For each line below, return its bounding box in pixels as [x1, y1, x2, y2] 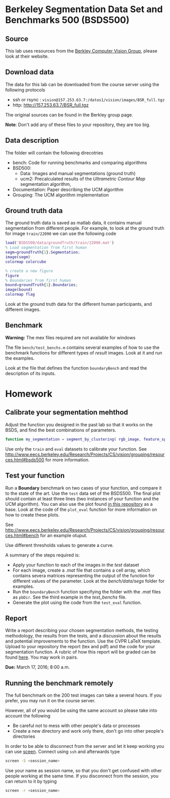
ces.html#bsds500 [5, 457, 45, 463]
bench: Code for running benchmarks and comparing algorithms [12, 159, 147, 166]
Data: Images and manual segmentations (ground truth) [20, 170, 136, 176]
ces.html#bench [5, 532, 39, 538]
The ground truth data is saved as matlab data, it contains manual [5, 220, 142, 226]
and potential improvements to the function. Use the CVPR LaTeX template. [5, 638, 162, 644]
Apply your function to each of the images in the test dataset [12, 562, 139, 568]
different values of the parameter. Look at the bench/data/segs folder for [12, 578, 165, 584]
